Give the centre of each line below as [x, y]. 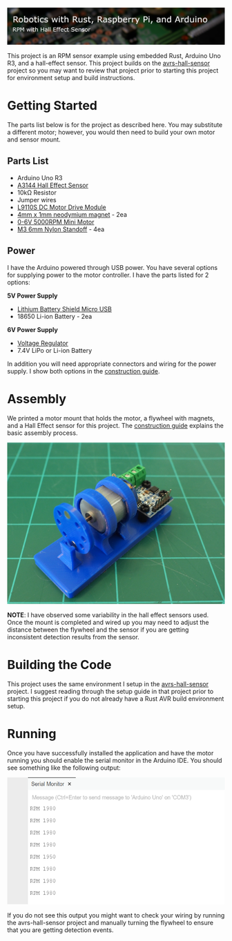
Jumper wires [37, 200]
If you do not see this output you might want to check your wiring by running [116, 915]
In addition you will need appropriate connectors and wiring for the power [112, 364]
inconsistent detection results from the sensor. [73, 637]
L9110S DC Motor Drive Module [61, 207]
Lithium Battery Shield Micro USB [65, 309]
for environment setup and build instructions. [71, 78]
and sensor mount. [34, 139]
